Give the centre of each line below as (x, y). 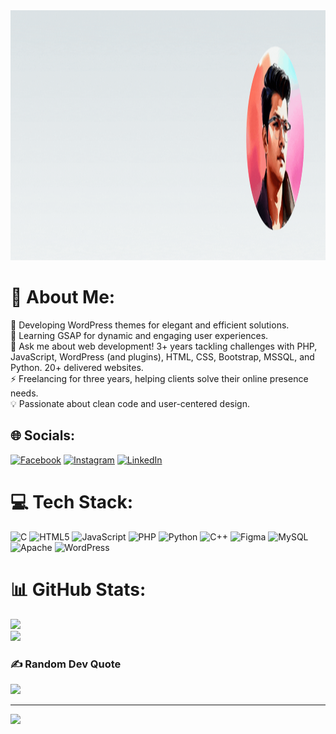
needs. (24, 393)
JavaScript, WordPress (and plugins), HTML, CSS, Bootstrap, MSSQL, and (162, 356)
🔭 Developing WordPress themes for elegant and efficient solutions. (150, 325)
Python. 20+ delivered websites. (77, 367)
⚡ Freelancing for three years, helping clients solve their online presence (159, 378)
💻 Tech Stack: (72, 501)
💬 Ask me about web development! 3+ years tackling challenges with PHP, (164, 346)
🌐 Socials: (43, 435)
